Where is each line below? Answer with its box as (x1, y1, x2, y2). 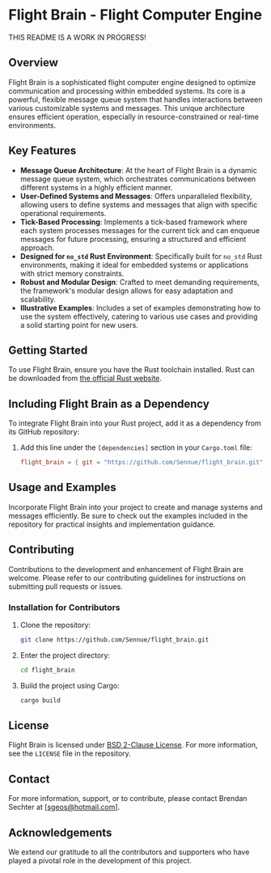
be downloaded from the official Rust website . (8, 374, 162, 384)
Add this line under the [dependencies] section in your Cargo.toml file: (19, 443, 252, 452)
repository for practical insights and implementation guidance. (8, 519, 216, 529)
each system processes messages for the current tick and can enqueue (19, 225, 260, 235)
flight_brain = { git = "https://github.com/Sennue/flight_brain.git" (19, 459, 264, 467)
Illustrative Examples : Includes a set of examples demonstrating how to (19, 303, 261, 312)
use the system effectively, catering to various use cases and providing (19, 311, 258, 321)
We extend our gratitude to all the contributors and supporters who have (8, 847, 250, 857)
